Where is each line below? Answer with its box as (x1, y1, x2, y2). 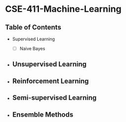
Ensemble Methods (12, 110, 74, 119)
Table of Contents (5, 23, 62, 31)
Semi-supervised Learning (12, 93, 97, 102)
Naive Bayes (19, 46, 45, 51)
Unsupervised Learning (12, 60, 87, 68)
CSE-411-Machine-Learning (5, 3, 122, 15)
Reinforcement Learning (12, 77, 89, 85)
